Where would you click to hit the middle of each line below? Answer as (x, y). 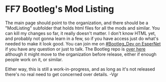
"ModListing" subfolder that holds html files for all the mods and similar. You (83, 28)
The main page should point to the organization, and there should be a (77, 23)
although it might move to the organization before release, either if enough (81, 54)
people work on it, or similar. (34, 59)
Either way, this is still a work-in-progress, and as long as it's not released (80, 69)
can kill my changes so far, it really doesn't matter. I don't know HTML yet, (81, 33)
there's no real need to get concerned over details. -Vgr (62, 74)
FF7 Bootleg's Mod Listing (60, 9)
